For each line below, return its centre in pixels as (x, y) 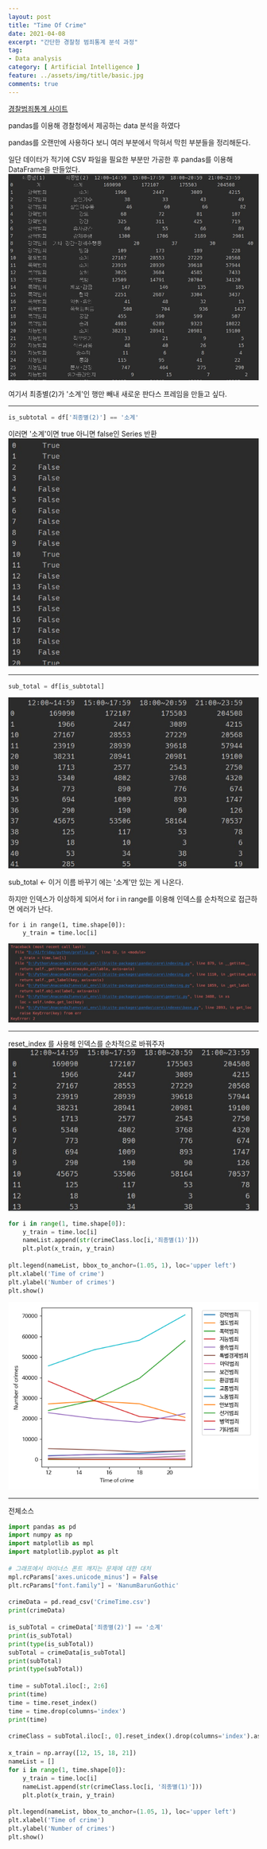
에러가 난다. (35, 909)
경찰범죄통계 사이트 (38, 108)
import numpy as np (41, 1535)
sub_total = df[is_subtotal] (56, 687)
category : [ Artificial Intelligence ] (74, 68)
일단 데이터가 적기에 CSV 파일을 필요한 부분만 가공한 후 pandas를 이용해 (120, 159)
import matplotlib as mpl (51, 1544)
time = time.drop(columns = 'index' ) (67, 1711)
